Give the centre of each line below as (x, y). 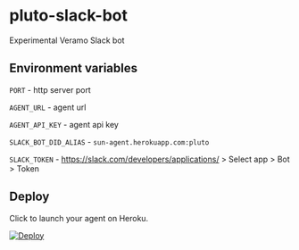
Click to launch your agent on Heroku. (79, 218)
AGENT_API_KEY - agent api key (64, 124)
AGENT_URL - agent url (48, 107)
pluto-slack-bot (68, 16)
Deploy (29, 197)
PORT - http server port (50, 89)
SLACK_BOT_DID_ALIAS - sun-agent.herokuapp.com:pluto (109, 142)
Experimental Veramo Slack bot (67, 40)
